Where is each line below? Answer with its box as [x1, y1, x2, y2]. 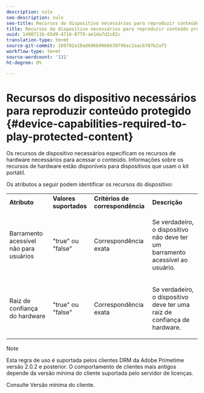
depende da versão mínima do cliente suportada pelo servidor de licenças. [6, 369, 194, 377]
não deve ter [152, 233, 188, 241]
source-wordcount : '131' [6, 54, 69, 60]
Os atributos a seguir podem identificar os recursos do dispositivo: [6, 181, 173, 188]
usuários [9, 252, 35, 261]
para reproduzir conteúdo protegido [6, 104, 191, 118]
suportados [52, 202, 87, 210]
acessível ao [152, 256, 188, 264]
